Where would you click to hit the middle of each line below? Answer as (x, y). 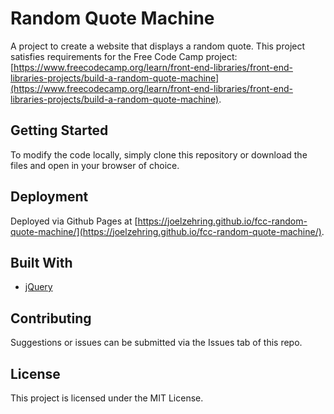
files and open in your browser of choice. (95, 165)
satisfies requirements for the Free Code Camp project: (124, 56)
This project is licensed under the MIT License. (107, 398)
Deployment (49, 197)
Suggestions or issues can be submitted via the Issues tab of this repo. (156, 343)
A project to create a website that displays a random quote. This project (158, 46)
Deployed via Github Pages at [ (74, 221)
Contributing (51, 318)
